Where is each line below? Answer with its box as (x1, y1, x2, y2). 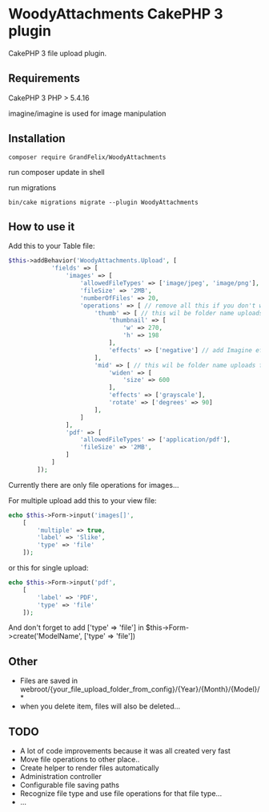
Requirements (8, 71, 80, 85)
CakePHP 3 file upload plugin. (8, 48, 107, 58)
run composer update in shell (8, 167, 106, 177)
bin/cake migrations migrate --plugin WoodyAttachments (8, 198, 199, 206)
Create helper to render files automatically (19, 763, 159, 773)
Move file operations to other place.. (19, 755, 140, 764)
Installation (8, 132, 66, 145)
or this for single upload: (8, 563, 89, 572)
